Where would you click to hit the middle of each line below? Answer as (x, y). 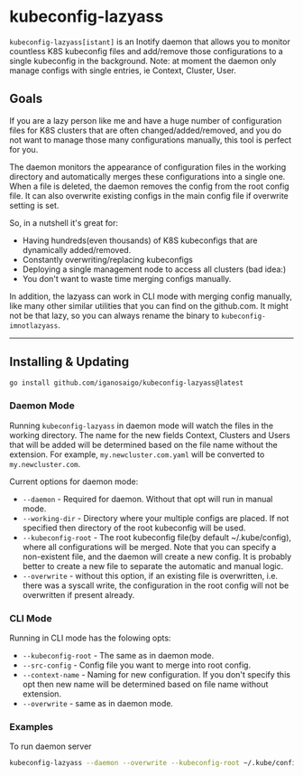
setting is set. (34, 205)
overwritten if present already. (78, 594)
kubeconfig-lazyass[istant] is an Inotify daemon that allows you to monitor (150, 42)
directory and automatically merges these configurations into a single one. (147, 176)
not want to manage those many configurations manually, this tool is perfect (151, 140)
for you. (24, 149)
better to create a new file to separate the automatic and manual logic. (153, 566)
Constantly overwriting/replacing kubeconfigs (108, 259)
